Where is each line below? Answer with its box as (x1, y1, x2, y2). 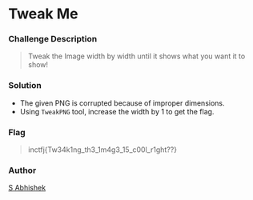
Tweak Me (8, 5, 78, 23)
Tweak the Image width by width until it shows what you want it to (27, 51, 246, 61)
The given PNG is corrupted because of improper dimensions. (19, 98, 226, 108)
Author (8, 165, 37, 176)
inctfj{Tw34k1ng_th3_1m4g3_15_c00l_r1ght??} (27, 145, 178, 154)
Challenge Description (8, 34, 98, 45)
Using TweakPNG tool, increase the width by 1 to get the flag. (19, 106, 215, 116)
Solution (8, 80, 42, 91)
